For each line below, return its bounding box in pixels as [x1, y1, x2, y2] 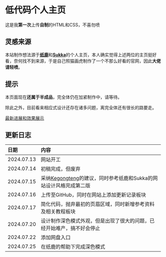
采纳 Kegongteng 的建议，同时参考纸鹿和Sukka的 [41, 175, 153, 182]
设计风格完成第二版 [45, 182, 90, 189]
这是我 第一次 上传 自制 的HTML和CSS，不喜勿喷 [5, 22, 100, 28]
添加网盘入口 [41, 234, 71, 241]
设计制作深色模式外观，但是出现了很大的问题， [41, 217, 150, 224]
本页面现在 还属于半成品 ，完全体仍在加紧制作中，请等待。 [5, 94, 122, 100]
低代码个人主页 [5, 4, 66, 16]
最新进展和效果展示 [5, 115, 44, 121]
